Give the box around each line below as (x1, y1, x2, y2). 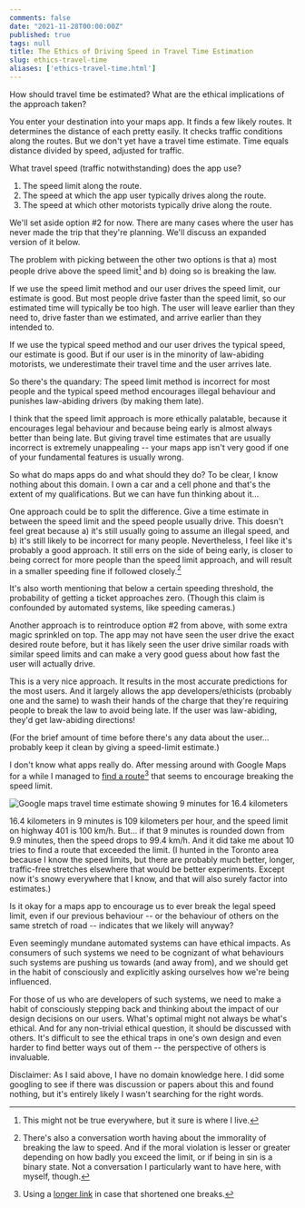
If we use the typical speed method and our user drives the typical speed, (9, 339, 286, 350)
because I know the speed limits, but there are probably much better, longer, (9, 854, 295, 865)
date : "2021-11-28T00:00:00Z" (9, 22, 124, 31)
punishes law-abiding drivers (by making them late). (9, 395, 204, 406)
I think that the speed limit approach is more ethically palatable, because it (9, 412, 288, 423)
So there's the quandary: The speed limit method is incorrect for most (9, 376, 271, 387)
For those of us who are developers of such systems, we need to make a (9, 994, 281, 1005)
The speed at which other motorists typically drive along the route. (22, 199, 272, 210)
